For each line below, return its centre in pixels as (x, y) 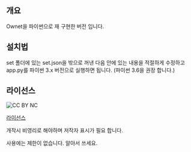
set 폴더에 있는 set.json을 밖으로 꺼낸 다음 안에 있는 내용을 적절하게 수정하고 (95, 62)
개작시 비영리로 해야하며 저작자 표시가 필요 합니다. (65, 130)
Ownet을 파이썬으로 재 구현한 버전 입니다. (55, 26)
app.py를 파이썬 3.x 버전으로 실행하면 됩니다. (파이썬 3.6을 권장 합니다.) (91, 70)
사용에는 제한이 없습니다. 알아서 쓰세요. (52, 143)
